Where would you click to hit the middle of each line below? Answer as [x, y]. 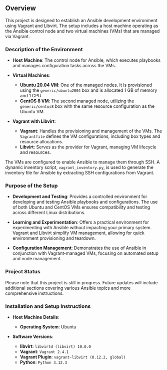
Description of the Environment [44, 49]
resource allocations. [41, 142]
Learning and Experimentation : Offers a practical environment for [80, 222]
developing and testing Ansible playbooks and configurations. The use [85, 202]
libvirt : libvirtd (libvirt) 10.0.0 [55, 346]
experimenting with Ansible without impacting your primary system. [82, 228]
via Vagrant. [17, 36]
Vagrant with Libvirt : [34, 121]
